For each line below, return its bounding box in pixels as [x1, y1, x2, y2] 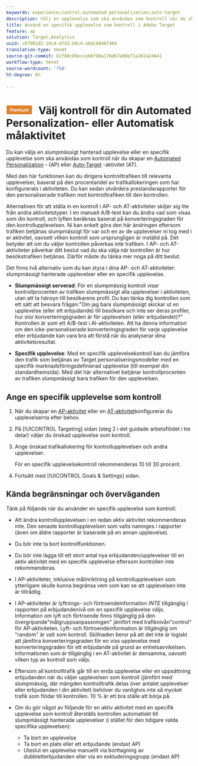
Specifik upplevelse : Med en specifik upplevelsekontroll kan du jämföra [14, 350, 190, 357]
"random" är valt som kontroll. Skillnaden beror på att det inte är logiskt [14, 631, 187, 638]
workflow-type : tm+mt [6, 59, 60, 65]
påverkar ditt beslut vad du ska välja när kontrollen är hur [31, 246, 170, 254]
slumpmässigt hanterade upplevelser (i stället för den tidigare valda [14, 716, 179, 724]
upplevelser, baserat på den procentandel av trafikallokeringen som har [6, 179, 180, 186]
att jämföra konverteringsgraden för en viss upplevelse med [14, 637, 160, 644]
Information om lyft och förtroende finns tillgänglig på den [14, 612, 156, 619]
